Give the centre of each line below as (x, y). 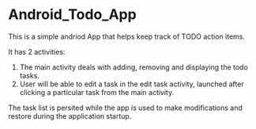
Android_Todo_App (72, 15)
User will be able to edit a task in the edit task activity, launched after (132, 84)
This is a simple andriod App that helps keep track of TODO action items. (127, 36)
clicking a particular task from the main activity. (97, 92)
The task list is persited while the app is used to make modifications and (126, 108)
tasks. (29, 75)
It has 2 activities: (37, 51)
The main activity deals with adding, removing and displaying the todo (134, 67)
